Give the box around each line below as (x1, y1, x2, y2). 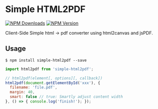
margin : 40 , (10, 89, 35, 95)
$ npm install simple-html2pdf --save (5, 58, 87, 63)
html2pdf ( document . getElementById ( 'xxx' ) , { (5, 80, 100, 85)
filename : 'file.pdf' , (10, 85, 58, 90)
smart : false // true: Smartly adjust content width (10, 94, 123, 99)
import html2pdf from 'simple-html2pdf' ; (5, 66, 94, 71)
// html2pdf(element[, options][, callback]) (5, 75, 102, 81)
